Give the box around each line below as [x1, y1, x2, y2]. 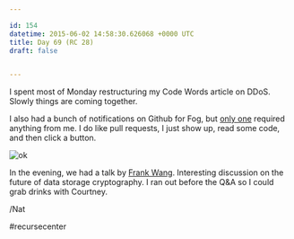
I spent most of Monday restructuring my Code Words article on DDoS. [9, 86, 271, 97]
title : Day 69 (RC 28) [9, 38, 94, 47]
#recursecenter [9, 221, 67, 232]
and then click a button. [9, 132, 97, 144]
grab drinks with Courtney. [9, 186, 108, 198]
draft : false [9, 46, 58, 55]
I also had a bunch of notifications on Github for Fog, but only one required [9, 113, 285, 124]
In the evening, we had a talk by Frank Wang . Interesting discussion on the [9, 167, 284, 178]
